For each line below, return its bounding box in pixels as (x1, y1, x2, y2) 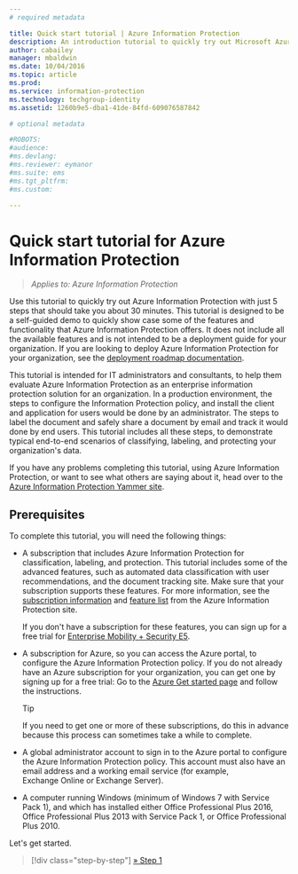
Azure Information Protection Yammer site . (9, 481, 165, 492)
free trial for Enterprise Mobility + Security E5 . (21, 631, 191, 642)
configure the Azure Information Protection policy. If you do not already (21, 657, 283, 668)
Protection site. (21, 604, 78, 615)
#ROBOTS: (9, 135, 42, 145)
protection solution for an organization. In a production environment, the (9, 389, 273, 399)
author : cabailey (9, 45, 74, 54)
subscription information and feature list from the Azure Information (21, 595, 270, 606)
